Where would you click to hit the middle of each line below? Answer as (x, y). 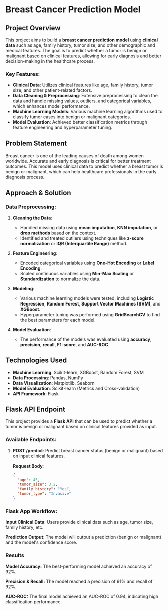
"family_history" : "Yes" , (44, 489)
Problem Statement (36, 143)
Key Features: (23, 74)
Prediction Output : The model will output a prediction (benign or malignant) (83, 537)
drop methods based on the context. (58, 233)
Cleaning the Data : (32, 218)
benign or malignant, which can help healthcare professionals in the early (81, 172)
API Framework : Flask (35, 394)
